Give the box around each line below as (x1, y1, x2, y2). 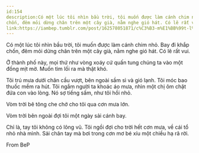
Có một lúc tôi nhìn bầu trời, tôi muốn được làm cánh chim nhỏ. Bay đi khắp (6, 41, 190, 48)
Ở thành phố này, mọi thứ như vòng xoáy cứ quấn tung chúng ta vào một (6, 59, 184, 66)
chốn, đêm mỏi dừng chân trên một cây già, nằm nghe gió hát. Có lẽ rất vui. (6, 48, 191, 55)
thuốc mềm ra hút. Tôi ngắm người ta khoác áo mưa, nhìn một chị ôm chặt (6, 83, 187, 90)
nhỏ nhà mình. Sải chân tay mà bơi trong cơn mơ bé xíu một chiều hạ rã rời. (6, 130, 190, 137)
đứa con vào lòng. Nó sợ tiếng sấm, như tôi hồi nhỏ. (6, 89, 132, 96)
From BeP (6, 141, 30, 148)
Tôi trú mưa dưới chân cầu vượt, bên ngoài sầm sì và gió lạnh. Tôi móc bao (6, 77, 188, 84)
